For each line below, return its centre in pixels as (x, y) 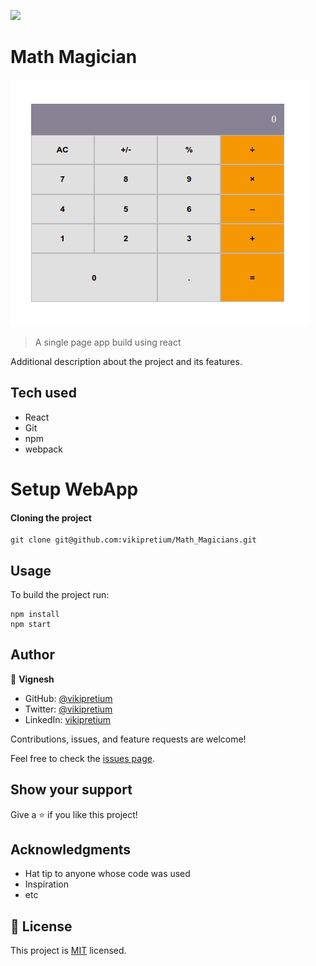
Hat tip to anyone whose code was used (107, 874)
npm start (31, 624)
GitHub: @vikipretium (68, 698)
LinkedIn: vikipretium (68, 719)
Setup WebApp (74, 489)
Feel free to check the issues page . (82, 758)
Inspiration (46, 884)
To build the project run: (60, 594)
